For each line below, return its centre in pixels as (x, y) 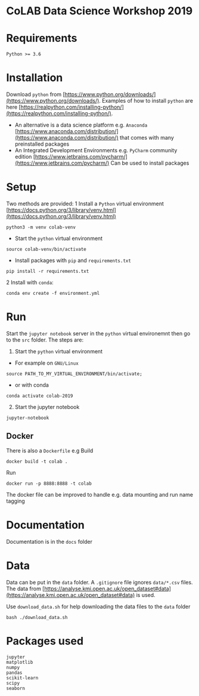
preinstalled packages (42, 144)
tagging (15, 501)
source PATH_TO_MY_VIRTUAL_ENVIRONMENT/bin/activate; (74, 374)
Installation (35, 78)
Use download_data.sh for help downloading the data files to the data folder (98, 606)
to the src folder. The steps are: (45, 340)
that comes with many (147, 138)
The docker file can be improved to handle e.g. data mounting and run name (100, 494)
